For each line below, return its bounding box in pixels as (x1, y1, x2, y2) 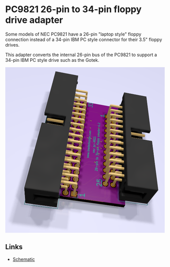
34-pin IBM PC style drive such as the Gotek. (5, 57, 100, 63)
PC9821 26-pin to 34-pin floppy (5, 4, 142, 15)
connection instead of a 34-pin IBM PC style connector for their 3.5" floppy (5, 36, 162, 43)
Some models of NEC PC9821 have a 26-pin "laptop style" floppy (5, 31, 142, 37)
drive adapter (5, 14, 63, 26)
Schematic (12, 256, 35, 262)
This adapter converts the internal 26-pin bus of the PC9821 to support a (5, 52, 157, 58)
